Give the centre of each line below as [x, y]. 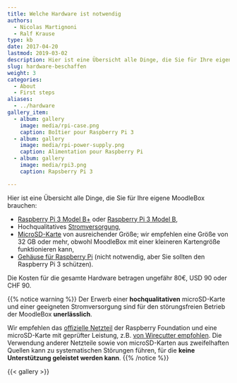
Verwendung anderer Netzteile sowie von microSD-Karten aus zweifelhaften [118, 343]
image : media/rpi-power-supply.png [72, 146]
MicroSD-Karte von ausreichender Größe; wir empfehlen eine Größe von [123, 234]
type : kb [20, 40]
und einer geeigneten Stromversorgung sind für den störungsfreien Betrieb [116, 306]
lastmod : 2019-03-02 [38, 54]
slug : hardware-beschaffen [47, 66]
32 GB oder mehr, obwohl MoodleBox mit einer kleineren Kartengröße [119, 242]
